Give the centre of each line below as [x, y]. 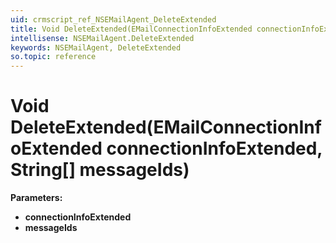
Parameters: [36, 198]
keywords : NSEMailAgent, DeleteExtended [96, 47]
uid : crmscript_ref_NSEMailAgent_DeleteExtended [113, 19]
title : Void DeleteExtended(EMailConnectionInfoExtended [131, 29]
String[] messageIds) [100, 170]
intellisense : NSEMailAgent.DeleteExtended [102, 38]
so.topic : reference [53, 57]
